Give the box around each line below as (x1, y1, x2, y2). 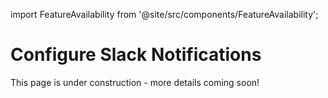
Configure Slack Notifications (10, 44, 262, 66)
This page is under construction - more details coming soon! (10, 76, 260, 88)
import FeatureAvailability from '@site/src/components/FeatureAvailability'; (10, 9, 319, 20)
